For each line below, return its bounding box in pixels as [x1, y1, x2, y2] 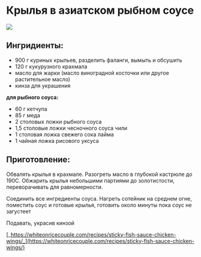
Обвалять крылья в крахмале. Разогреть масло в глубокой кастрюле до [6, 171, 193, 178]
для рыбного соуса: [6, 94, 59, 101]
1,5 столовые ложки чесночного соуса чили [14, 124, 128, 132]
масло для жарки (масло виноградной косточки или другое [14, 69, 169, 76]
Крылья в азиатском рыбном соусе [6, 4, 194, 17]
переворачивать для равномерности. [6, 183, 103, 190]
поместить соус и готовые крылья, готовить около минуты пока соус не [6, 201, 192, 208]
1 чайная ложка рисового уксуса [14, 137, 99, 144]
